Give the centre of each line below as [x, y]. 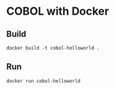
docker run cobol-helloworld [43, 81]
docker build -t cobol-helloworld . [53, 48]
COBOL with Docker [58, 11]
